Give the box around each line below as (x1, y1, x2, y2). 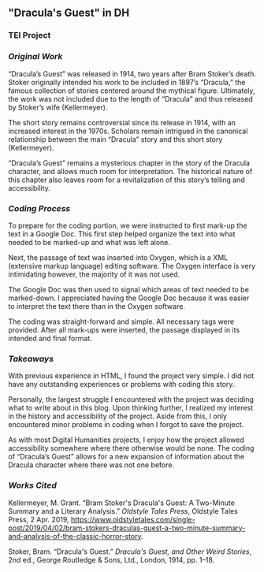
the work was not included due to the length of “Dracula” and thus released (8, 94, 254, 103)
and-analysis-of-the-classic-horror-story (8, 531, 142, 540)
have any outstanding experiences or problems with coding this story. (8, 380, 235, 389)
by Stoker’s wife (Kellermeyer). (8, 102, 108, 112)
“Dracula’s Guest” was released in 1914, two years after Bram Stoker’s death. (8, 69, 257, 78)
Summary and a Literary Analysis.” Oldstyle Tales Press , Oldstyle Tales (8, 506, 238, 515)
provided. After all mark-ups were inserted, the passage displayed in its (8, 325, 240, 334)
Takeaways (8, 353, 54, 364)
